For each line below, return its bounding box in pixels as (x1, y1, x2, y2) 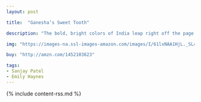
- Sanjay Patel (6, 68, 44, 75)
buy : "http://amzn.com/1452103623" (6, 52, 95, 58)
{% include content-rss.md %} (6, 90, 82, 97)
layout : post (6, 8, 39, 15)
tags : (6, 63, 20, 69)
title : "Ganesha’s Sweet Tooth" (6, 19, 90, 26)
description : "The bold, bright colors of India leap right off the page (6, 30, 194, 36)
